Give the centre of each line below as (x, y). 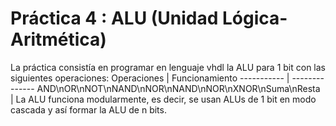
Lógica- (255, 18)
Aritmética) (58, 39)
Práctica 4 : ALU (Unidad (114, 18)
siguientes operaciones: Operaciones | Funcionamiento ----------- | (150, 78)
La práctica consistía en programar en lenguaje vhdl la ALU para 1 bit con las (168, 67)
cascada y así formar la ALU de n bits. (88, 109)
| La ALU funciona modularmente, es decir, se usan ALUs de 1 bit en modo (163, 99)
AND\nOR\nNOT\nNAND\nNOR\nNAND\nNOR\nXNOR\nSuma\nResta (178, 88)
